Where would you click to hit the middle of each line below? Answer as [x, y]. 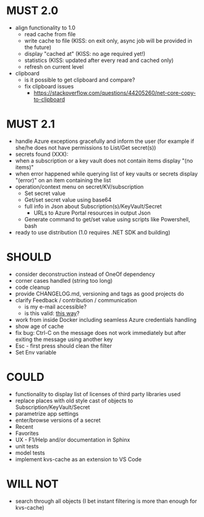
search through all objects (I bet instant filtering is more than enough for [106, 501]
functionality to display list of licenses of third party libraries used [98, 394]
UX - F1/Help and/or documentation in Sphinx [73, 440]
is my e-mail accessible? [55, 307]
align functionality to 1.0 [45, 28]
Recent [24, 426]
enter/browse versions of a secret [58, 420]
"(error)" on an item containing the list [63, 180]
